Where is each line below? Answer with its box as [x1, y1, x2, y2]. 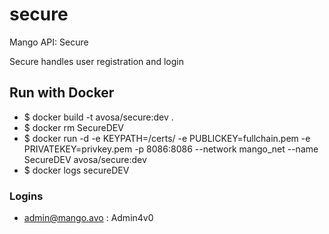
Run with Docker [9, 84, 115, 102]
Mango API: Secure [9, 36, 89, 48]
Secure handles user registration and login [9, 55, 184, 67]
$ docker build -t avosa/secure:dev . [23, 111, 174, 123]
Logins [9, 189, 44, 203]
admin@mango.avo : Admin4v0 [23, 212, 154, 224]
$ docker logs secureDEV [23, 164, 130, 176]
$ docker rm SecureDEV [23, 121, 124, 133]
